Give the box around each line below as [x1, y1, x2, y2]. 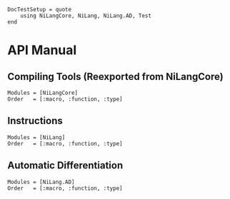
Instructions [7, 115, 63, 127]
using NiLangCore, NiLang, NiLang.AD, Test [20, 12, 152, 19]
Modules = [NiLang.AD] [7, 178, 75, 185]
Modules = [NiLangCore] [7, 89, 79, 96]
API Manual [7, 42, 77, 58]
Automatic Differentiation [7, 160, 124, 172]
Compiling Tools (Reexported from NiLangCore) [7, 71, 224, 83]
